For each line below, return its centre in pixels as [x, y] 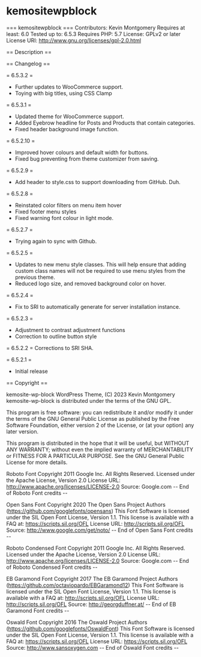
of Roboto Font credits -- [37, 493]
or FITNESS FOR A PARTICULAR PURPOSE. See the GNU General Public [95, 456]
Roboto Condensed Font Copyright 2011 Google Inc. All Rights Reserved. [96, 548]
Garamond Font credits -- [38, 610]
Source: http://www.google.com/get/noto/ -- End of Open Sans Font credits [100, 530]
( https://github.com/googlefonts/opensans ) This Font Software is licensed [98, 511]
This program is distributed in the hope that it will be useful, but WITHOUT [98, 443]
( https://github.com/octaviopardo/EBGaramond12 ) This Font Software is [95, 585]
